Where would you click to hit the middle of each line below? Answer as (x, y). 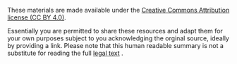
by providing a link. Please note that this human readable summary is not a (116, 46)
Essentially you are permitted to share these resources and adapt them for (115, 31)
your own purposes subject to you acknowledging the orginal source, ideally (118, 38)
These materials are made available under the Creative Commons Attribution (119, 10)
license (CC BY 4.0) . (37, 17)
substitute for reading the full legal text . (65, 53)
